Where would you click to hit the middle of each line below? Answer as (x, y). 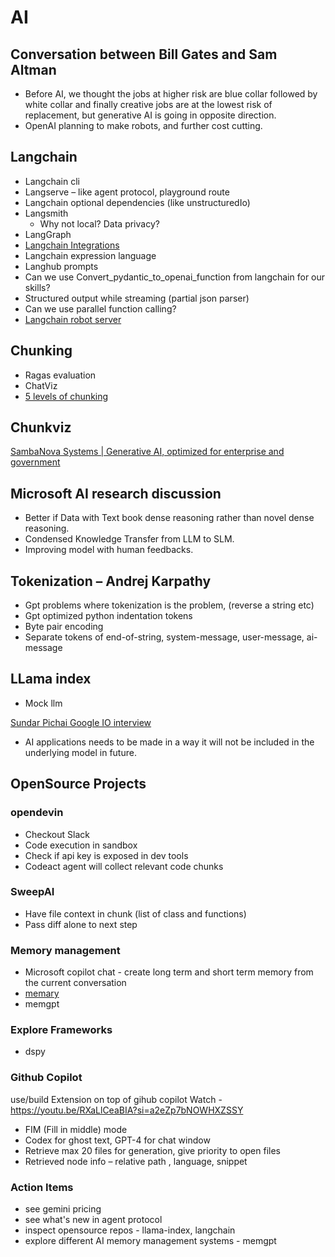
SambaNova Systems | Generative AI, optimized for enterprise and (147, 452)
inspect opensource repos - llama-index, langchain (130, 1230)
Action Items (42, 1187)
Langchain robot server (73, 319)
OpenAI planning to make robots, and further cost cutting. (143, 125)
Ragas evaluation (60, 375)
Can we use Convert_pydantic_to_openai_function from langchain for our (175, 277)
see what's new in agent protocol (93, 1220)
